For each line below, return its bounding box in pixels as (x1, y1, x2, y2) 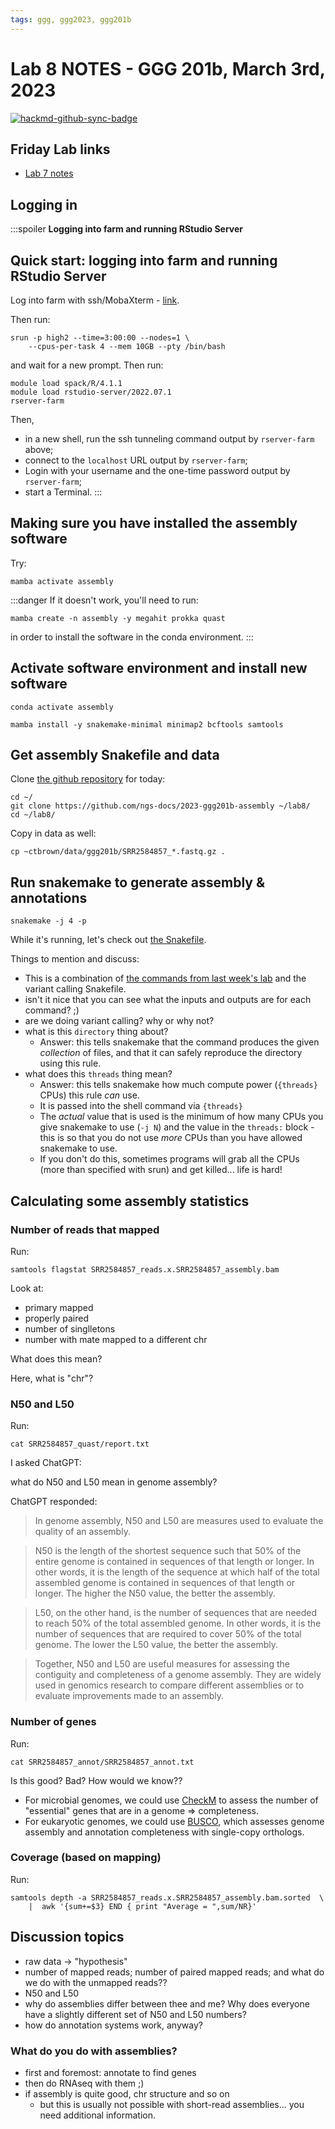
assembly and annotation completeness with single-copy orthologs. (24, 1826, 305, 1838)
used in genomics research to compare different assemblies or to (34, 1679, 305, 1691)
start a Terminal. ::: (24, 486, 103, 498)
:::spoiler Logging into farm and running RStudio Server (10, 223, 244, 235)
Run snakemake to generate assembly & (10, 874, 266, 891)
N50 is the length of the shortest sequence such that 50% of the (34, 1545, 302, 1557)
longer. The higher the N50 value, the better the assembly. (34, 1587, 276, 1600)
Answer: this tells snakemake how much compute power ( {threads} (39, 1079, 318, 1091)
